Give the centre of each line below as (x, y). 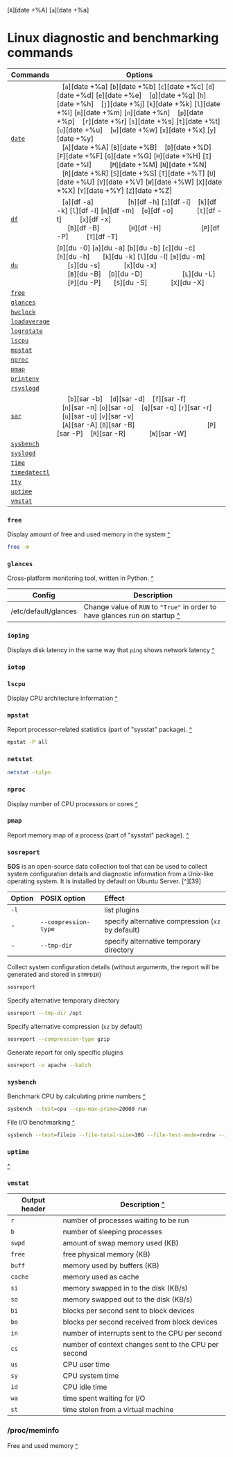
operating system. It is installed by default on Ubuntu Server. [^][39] (104, 881)
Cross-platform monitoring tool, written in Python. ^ (80, 578)
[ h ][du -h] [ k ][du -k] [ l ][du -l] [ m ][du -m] (131, 256)
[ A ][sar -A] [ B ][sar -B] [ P (138, 425)
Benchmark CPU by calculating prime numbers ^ (76, 1096)
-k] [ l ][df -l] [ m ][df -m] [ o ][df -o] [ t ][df (136, 210)
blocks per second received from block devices (140, 1322)
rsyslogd (25, 388)
